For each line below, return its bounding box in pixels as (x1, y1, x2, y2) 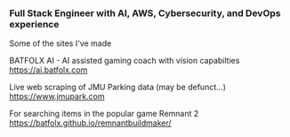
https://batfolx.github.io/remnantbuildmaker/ (9, 118, 172, 128)
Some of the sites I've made (9, 38, 112, 49)
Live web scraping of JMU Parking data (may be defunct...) (9, 82, 227, 93)
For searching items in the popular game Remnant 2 (9, 109, 199, 119)
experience (9, 18, 60, 30)
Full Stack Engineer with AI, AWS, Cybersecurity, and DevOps (9, 7, 281, 19)
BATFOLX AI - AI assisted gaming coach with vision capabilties (9, 56, 240, 66)
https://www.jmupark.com (9, 91, 105, 102)
